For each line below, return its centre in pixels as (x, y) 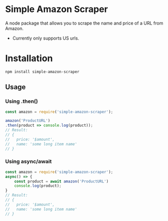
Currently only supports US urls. (46, 38)
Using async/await (28, 161)
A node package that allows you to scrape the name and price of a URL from (84, 23)
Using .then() (22, 101)
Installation (29, 58)
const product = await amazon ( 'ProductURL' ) (61, 181)
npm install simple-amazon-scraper (42, 72)
